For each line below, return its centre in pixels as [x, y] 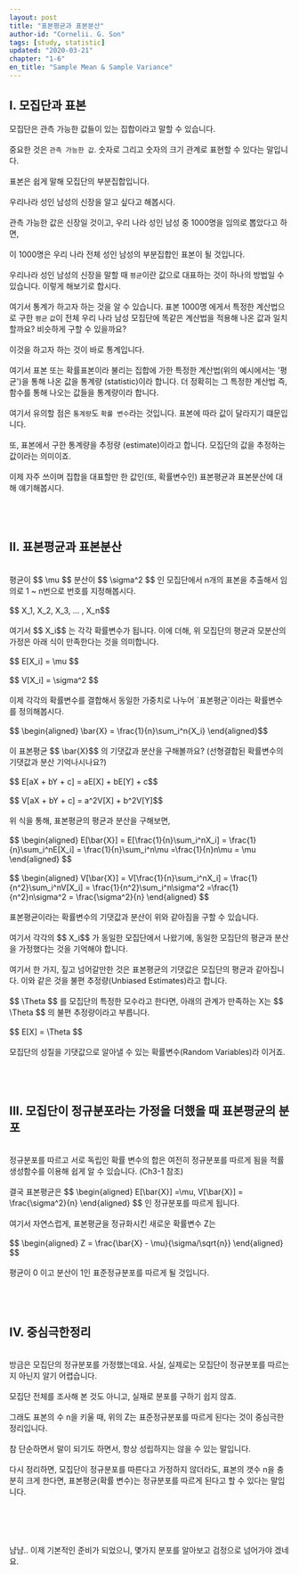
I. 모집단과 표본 [48, 106]
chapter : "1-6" [37, 59]
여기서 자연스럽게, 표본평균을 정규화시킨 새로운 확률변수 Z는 [113, 1224]
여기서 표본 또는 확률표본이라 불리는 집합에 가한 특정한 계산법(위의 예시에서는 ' [145, 370]
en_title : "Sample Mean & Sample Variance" [91, 68]
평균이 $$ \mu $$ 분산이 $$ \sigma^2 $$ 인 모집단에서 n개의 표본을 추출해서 [144, 580]
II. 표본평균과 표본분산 [65, 547]
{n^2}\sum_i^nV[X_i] [46, 887]
